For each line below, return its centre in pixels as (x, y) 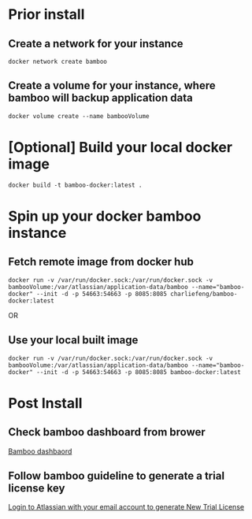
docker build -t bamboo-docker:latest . (76, 185)
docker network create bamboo (58, 61)
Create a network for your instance (96, 44)
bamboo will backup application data (100, 98)
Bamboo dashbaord (40, 451)
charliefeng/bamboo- (204, 294)
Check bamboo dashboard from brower (107, 432)
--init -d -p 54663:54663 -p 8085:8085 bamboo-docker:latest (139, 372)
